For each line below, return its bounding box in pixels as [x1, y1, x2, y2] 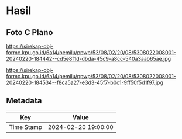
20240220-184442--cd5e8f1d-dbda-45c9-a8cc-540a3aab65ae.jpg [6, 55, 171, 62]
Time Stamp [9, 123, 43, 131]
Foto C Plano [6, 27, 53, 37]
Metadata [6, 96, 42, 106]
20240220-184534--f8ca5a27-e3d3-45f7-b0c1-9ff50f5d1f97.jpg [6, 79, 164, 86]
